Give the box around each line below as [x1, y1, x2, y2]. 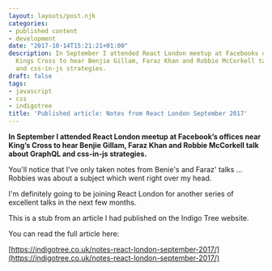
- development [8, 34, 57, 43]
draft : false [8, 72, 53, 80]
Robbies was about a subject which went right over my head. [8, 173, 212, 183]
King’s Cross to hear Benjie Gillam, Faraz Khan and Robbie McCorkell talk [8, 141, 259, 150]
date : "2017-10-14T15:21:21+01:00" [8, 42, 129, 50]
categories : [8, 19, 49, 28]
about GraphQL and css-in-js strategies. [8, 149, 147, 159]
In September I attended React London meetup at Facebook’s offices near [8, 132, 261, 142]
